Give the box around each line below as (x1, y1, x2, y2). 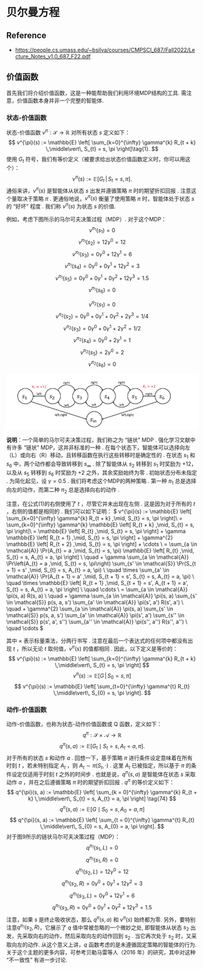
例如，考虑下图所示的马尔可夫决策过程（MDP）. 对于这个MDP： (6, 215, 167, 223)
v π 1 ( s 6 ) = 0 (88, 285, 116, 295)
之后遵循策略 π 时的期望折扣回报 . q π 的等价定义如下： (39, 777, 175, 786)
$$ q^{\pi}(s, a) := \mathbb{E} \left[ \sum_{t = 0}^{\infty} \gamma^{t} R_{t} (9, 816, 195, 824)
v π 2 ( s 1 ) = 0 (88, 299, 116, 309)
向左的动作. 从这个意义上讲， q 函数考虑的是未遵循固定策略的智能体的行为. (11, 941, 197, 948)
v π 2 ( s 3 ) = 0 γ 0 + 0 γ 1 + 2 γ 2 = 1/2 (63, 323, 141, 334)
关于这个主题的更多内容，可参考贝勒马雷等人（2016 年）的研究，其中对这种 (6, 948, 196, 956)
